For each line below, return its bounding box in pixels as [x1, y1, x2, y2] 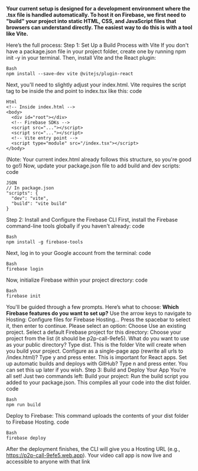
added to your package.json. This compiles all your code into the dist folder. [6, 379, 191, 386]
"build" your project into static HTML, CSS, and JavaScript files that [6, 18, 176, 24]
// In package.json [6, 185, 54, 191]
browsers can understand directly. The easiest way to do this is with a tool [6, 24, 193, 31]
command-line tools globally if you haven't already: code [6, 222, 145, 230]
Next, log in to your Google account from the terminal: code [6, 250, 151, 256]
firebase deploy [6, 435, 46, 441]
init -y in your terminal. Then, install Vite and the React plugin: [6, 54, 157, 61]
